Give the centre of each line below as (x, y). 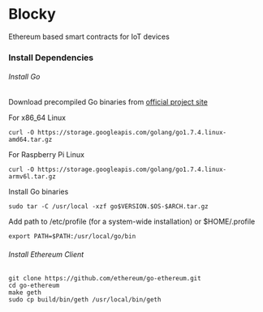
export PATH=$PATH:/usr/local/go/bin (72, 237)
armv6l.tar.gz (32, 177)
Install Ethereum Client (46, 254)
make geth (25, 293)
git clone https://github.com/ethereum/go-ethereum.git (105, 279)
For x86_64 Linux (37, 118)
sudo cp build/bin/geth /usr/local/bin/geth (85, 300)
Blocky (32, 14)
